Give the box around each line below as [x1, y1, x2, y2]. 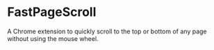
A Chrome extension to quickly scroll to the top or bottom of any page [7, 27, 207, 35]
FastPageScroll [7, 4, 97, 20]
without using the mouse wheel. [7, 34, 99, 42]
